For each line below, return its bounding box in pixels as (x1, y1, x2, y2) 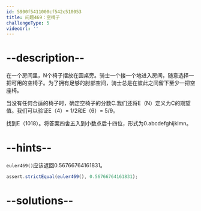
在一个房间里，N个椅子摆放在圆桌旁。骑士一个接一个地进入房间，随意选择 (6, 72, 189, 79)
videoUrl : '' (6, 25, 39, 32)
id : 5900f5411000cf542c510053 (6, 8, 82, 15)
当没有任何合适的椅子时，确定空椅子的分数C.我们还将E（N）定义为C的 (6, 100, 181, 107)
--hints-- (6, 141, 52, 155)
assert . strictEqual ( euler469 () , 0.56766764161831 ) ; (6, 174, 138, 180)
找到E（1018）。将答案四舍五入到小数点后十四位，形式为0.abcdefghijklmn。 (6, 120, 192, 127)
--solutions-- (6, 194, 74, 207)
